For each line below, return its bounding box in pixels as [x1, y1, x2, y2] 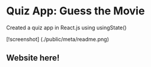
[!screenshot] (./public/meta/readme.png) [6, 35, 110, 42]
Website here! [6, 53, 60, 63]
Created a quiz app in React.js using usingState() [6, 24, 127, 31]
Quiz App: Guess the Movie [6, 4, 145, 18]
